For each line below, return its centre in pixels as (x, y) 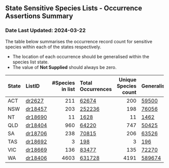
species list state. (31, 62)
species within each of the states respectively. (53, 47)
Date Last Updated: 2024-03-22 (46, 31)
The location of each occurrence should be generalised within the (81, 56)
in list (68, 89)
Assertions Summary (39, 16)
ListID (33, 86)
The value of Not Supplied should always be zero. (64, 67)
